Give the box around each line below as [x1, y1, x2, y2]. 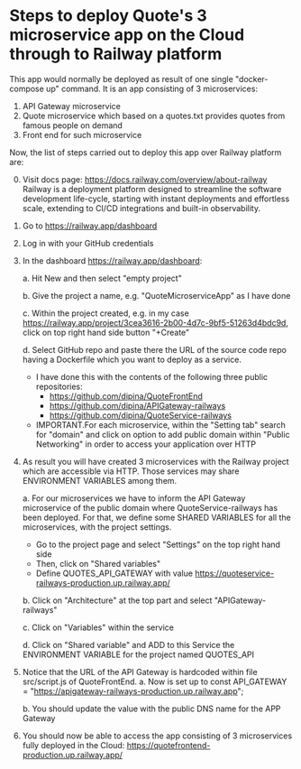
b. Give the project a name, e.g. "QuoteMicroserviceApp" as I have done [22, 290, 291, 301]
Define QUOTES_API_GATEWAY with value [35, 568, 194, 579]
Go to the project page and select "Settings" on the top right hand [35, 539, 281, 550]
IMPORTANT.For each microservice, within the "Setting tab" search [35, 419, 286, 430]
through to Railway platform [9, 44, 223, 64]
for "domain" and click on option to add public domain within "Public [35, 429, 290, 440]
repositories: [35, 381, 83, 392]
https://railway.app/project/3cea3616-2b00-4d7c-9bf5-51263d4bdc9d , [22, 317, 288, 328]
